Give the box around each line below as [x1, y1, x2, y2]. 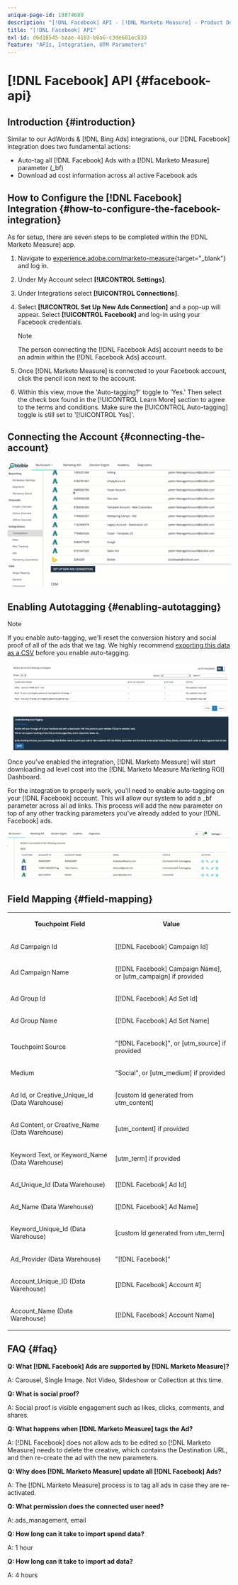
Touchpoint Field [34, 920, 86, 928]
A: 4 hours [7, 1571, 38, 1579]
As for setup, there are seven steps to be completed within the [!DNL [7, 233, 208, 241]
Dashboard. [7, 773, 42, 782]
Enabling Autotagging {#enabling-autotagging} [7, 601, 222, 613]
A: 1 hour [7, 1543, 33, 1552]
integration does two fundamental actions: [7, 143, 131, 151]
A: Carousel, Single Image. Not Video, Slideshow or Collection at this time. [7, 1376, 224, 1384]
